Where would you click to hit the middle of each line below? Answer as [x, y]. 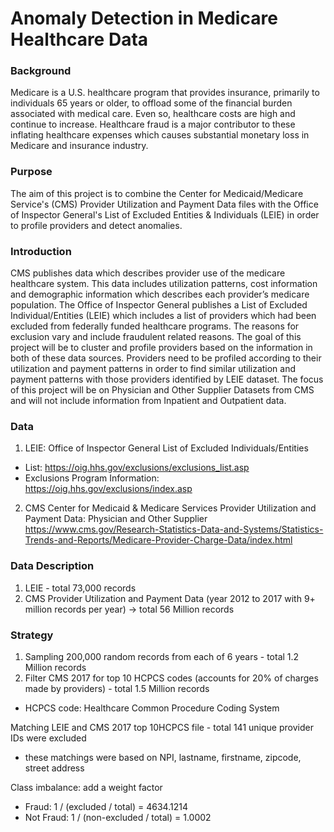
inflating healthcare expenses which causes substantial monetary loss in [160, 135]
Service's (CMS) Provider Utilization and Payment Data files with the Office [164, 204]
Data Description [52, 566]
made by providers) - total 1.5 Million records [117, 688]
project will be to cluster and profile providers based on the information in [161, 348]
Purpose [31, 172]
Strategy [32, 635]
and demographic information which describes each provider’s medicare [160, 294]
